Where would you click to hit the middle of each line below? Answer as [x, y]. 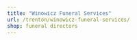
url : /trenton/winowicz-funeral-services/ [68, 20]
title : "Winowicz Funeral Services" [59, 13]
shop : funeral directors [42, 26]
